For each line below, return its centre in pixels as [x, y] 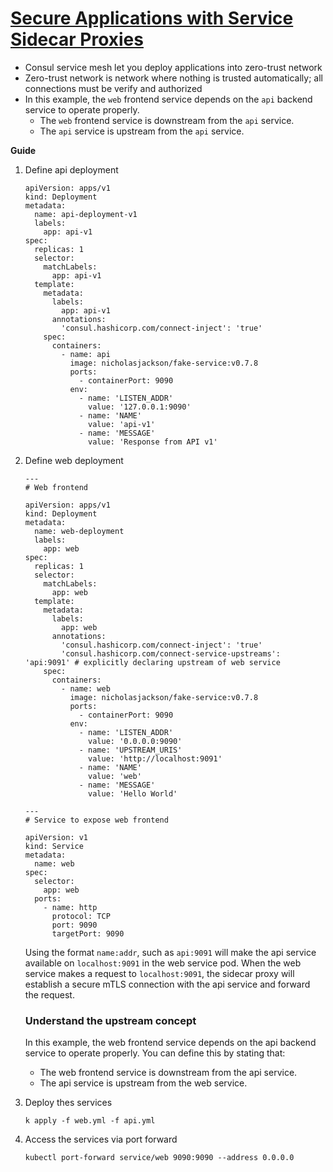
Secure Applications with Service [152, 18]
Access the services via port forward [101, 1139]
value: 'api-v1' [122, 424]
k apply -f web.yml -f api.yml [90, 1121]
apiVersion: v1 [56, 837]
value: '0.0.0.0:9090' [135, 741]
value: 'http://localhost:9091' [155, 758]
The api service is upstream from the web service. [143, 1083]
